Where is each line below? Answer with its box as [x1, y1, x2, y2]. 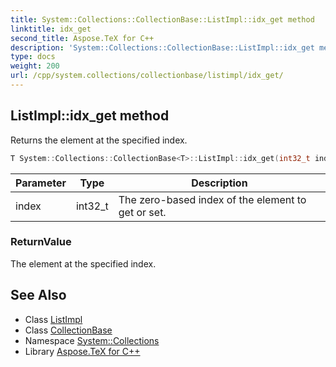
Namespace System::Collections [24, 334, 160, 346]
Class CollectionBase [24, 324, 113, 336]
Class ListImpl [24, 313, 83, 325]
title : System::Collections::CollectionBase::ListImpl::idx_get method [10, 14, 315, 25]
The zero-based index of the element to [118, 192, 307, 206]
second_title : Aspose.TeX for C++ [10, 33, 155, 43]
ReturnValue [10, 235, 72, 249]
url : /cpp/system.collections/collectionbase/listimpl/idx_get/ [10, 71, 284, 81]
